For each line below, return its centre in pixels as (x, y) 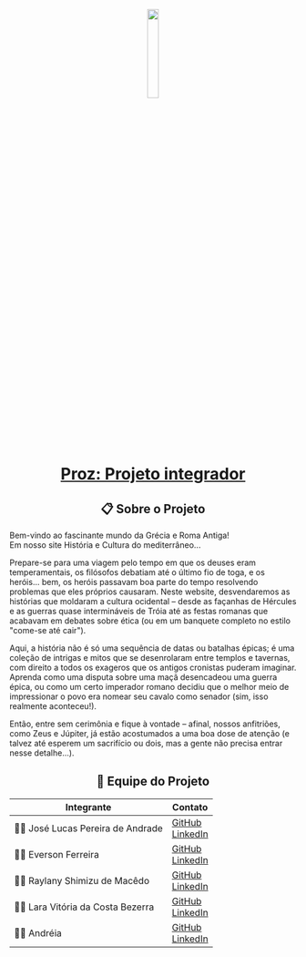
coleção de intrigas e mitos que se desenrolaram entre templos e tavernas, (150, 658)
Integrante (88, 807)
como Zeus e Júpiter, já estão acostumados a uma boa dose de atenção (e (149, 733)
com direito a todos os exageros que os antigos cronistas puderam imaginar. (153, 667)
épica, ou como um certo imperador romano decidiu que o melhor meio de (149, 687)
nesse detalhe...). (42, 753)
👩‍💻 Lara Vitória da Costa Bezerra (84, 907)
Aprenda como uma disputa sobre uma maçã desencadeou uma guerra (143, 677)
